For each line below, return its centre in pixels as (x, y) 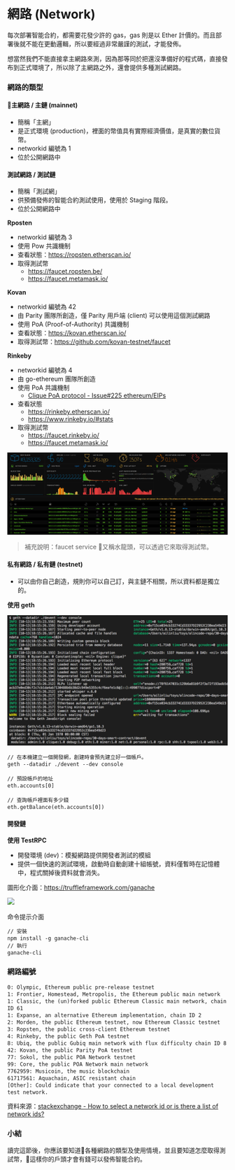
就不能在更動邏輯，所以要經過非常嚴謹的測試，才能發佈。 (102, 43)
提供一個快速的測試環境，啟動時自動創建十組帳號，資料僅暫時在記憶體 (119, 864)
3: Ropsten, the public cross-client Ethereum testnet (89, 1029)
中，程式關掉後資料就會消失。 (60, 873)
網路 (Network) (51, 14)
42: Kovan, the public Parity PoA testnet (70, 1050)
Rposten (20, 223)
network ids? (26, 1114)
